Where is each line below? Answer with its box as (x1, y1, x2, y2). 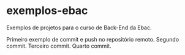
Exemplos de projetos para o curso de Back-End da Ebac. (6, 24, 152, 31)
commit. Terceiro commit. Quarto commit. (6, 42, 111, 50)
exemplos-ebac (6, 4, 88, 18)
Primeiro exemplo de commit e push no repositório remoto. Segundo (6, 35, 179, 43)
